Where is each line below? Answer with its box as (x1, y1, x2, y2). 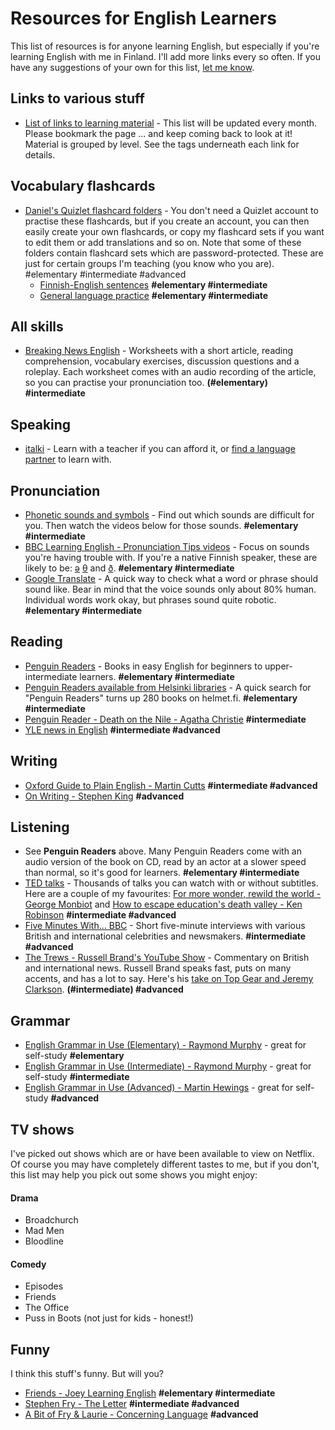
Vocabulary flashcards (10, 178, 156, 195)
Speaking (10, 416, 72, 433)
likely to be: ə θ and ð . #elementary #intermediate (24, 562, 235, 574)
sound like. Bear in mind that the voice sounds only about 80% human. (24, 583, 317, 595)
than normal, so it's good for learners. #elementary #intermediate (24, 867, 300, 879)
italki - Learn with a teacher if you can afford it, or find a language (24, 443, 296, 455)
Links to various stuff (10, 90, 145, 107)
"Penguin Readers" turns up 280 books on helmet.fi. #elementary (24, 692, 298, 704)
